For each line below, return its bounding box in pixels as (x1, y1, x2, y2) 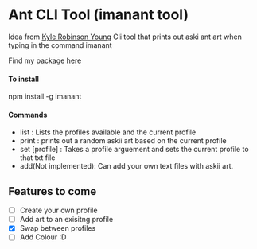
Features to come (8, 185, 97, 198)
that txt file (19, 153, 56, 162)
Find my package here (8, 56, 82, 65)
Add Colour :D (19, 232, 67, 242)
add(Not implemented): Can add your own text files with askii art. (19, 161, 234, 171)
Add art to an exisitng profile (19, 215, 114, 224)
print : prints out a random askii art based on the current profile (19, 136, 227, 146)
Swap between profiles (19, 224, 96, 233)
